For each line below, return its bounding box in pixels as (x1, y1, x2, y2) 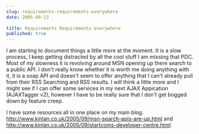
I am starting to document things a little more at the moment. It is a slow (6, 47, 182, 54)
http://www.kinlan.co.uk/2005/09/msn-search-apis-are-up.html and (6, 115, 173, 122)
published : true (6, 31, 46, 37)
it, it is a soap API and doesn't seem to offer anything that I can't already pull (6, 72, 193, 79)
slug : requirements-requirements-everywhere (6, 8, 118, 15)
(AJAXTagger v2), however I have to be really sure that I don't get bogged (6, 91, 187, 98)
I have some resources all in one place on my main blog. (6, 109, 144, 116)
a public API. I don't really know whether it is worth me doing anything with (6, 66, 189, 73)
